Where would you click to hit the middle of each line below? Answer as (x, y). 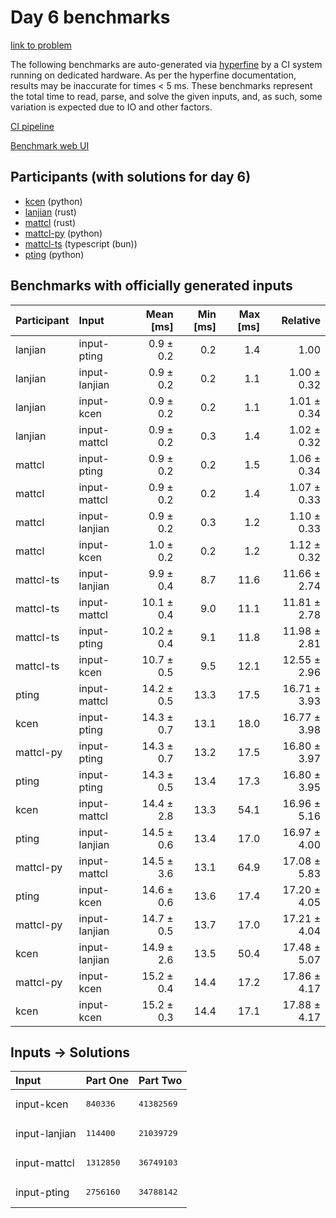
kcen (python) (53, 201)
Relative (301, 320)
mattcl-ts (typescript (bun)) (81, 243)
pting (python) (54, 254)
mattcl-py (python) (63, 233)
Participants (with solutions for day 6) (131, 177)
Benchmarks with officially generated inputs (151, 286)
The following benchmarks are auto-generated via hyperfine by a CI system (166, 64)
